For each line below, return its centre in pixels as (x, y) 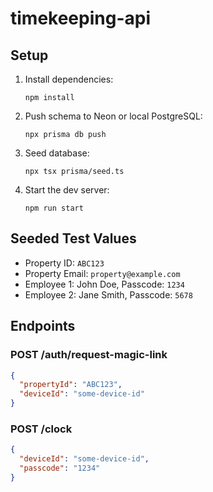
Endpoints (43, 326)
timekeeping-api (80, 18)
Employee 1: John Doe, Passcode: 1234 (104, 284)
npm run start (54, 208)
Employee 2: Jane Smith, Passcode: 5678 (108, 294)
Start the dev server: (67, 190)
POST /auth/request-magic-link (89, 355)
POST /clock (41, 429)
